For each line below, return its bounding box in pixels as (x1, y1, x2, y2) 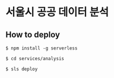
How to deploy (5, 29, 61, 39)
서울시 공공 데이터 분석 (5, 5, 109, 19)
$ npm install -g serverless (5, 45, 78, 51)
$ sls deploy (5, 66, 38, 72)
